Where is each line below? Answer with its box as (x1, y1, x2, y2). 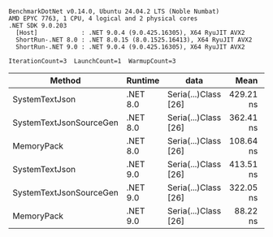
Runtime (126, 75, 160, 86)
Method (50, 75, 81, 86)
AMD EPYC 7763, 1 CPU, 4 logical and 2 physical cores (8, 15, 198, 23)
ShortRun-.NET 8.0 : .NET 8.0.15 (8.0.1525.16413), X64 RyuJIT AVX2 (15, 36, 253, 44)
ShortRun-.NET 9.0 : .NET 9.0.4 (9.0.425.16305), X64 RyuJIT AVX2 (15, 43, 245, 51)
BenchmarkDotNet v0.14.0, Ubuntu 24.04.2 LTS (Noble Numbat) (8, 7, 220, 15)
